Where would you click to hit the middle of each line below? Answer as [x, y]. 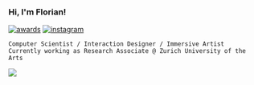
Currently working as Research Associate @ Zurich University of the [127, 51]
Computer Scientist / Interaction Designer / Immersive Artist [117, 44]
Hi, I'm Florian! [37, 12]
